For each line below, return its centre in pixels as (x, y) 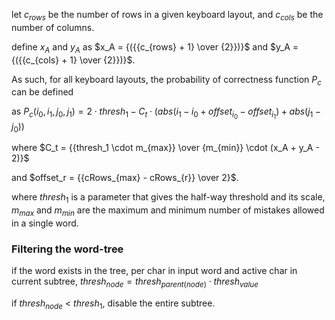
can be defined (42, 92)
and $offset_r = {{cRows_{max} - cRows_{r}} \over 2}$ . (125, 178)
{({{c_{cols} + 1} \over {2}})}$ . (73, 60)
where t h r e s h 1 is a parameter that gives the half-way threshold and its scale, (168, 198)
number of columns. (53, 27)
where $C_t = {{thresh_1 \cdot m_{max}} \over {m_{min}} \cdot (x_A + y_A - (165, 148)
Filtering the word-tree (67, 249)
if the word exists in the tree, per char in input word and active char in (154, 271)
